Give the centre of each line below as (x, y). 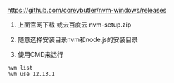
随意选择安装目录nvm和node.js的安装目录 (78, 39)
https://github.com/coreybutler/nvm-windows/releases (87, 10)
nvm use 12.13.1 (31, 74)
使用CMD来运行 (40, 55)
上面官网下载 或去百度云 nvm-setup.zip (74, 25)
